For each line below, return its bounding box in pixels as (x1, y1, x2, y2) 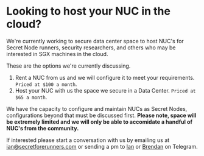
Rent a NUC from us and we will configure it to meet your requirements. (15, 74, 195, 81)
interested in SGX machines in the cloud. (6, 50, 108, 57)
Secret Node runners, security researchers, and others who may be (6, 44, 176, 51)
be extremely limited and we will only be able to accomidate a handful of (6, 118, 193, 126)
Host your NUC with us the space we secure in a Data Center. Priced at (15, 87, 196, 94)
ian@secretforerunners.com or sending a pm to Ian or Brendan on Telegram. (6, 143, 198, 150)
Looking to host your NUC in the (6, 4, 171, 18)
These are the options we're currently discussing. (6, 62, 131, 69)
